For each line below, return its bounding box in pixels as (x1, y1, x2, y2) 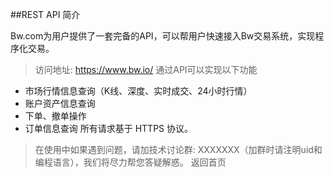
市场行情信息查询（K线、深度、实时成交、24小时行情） (24, 85, 253, 97)
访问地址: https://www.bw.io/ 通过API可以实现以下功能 (34, 64, 258, 75)
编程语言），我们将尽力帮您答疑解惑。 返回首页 (34, 156, 227, 168)
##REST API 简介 (10, 9, 81, 20)
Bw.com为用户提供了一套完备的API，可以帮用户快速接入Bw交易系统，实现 (10, 30, 316, 42)
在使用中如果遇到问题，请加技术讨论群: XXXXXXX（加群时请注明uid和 (34, 144, 323, 155)
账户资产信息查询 (24, 98, 96, 109)
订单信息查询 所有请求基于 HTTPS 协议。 (24, 123, 194, 134)
